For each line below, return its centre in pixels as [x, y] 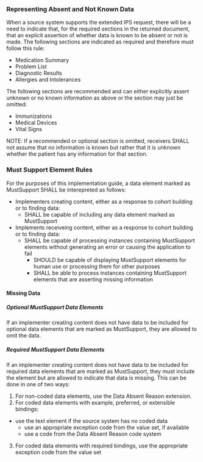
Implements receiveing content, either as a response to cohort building [104, 227]
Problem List [31, 67]
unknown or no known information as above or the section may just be [95, 98]
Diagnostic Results [38, 73]
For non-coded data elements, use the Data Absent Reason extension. [103, 396]
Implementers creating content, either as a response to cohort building [104, 201]
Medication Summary [42, 60]
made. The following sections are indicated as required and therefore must [100, 42]
